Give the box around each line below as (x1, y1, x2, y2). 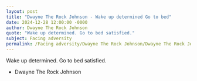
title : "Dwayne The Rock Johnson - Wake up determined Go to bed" (6, 14, 172, 20)
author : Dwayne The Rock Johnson (6, 24, 88, 31)
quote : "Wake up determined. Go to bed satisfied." (6, 30, 135, 36)
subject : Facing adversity (6, 36, 72, 41)
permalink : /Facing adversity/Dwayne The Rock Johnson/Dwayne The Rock (6, 41, 185, 47)
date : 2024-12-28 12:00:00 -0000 (6, 19, 88, 25)
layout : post (6, 8, 38, 15)
